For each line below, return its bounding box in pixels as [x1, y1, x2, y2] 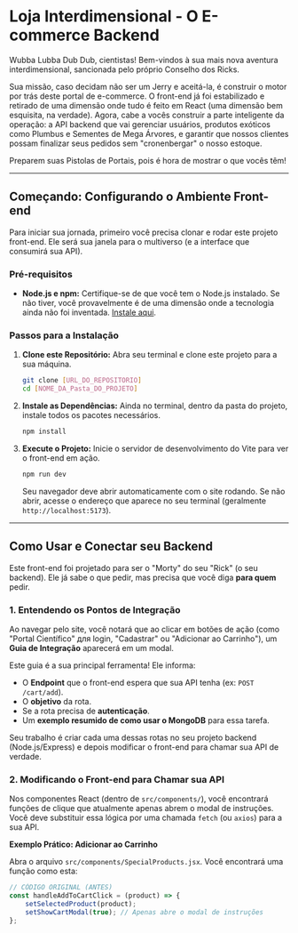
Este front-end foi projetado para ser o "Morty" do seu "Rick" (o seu [9, 562, 259, 573]
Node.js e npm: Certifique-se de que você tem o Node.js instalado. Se [21, 288, 280, 299]
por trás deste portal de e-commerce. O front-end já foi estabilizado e [9, 91, 265, 101]
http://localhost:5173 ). [21, 504, 112, 515]
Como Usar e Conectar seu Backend [9, 539, 213, 554]
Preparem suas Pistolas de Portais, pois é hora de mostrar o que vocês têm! [9, 155, 286, 165]
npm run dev [21, 470, 67, 479]
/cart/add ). [21, 687, 64, 697]
